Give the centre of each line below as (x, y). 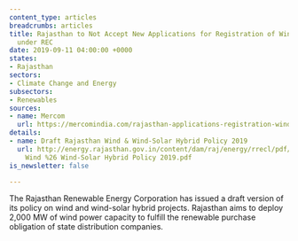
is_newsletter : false (49, 166)
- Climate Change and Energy (63, 83)
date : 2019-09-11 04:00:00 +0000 (71, 51)
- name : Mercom (37, 116)
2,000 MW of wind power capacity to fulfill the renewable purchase (133, 217)
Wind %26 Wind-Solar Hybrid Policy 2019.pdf (109, 157)
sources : (25, 108)
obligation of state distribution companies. (86, 227)
